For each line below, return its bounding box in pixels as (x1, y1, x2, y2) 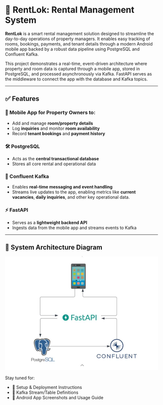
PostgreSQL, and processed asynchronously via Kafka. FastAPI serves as (5, 71, 152, 77)
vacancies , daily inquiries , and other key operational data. (12, 194, 130, 200)
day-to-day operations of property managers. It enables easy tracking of (5, 36, 150, 42)
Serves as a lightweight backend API (12, 219, 87, 225)
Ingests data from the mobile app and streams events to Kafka (12, 225, 137, 231)
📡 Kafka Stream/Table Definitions (12, 389, 79, 395)
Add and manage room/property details (12, 120, 93, 126)
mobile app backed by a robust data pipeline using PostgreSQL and (5, 46, 140, 52)
